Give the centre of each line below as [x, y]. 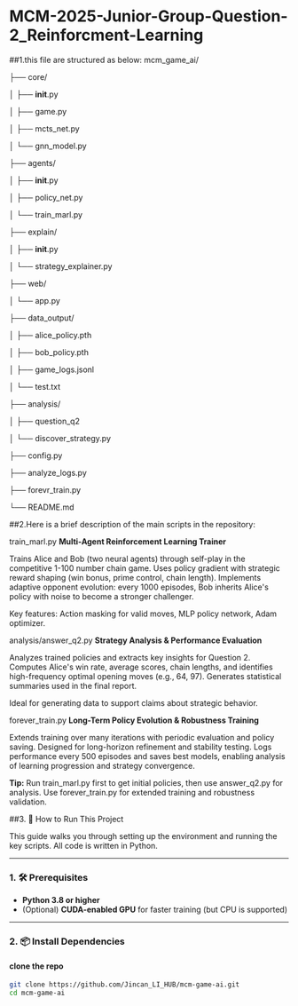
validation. [28, 802]
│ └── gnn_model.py [48, 146]
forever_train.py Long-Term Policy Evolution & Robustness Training [134, 720]
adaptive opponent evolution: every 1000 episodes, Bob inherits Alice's [139, 587]
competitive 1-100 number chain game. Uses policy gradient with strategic [145, 568]
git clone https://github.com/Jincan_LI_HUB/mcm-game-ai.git [125, 985]
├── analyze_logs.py [48, 472]
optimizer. [27, 622]
